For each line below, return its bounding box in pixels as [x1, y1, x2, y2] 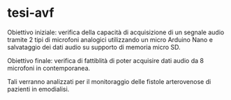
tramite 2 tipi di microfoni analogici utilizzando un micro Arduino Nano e [7, 35, 213, 43]
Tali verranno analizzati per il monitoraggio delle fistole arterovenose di [7, 77, 211, 85]
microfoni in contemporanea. [7, 64, 91, 72]
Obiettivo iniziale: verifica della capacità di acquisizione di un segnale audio [7, 28, 225, 36]
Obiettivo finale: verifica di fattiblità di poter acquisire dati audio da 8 [7, 56, 204, 64]
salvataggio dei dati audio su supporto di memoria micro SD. [7, 43, 181, 51]
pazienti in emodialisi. [7, 85, 70, 93]
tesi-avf [7, 5, 54, 21]
